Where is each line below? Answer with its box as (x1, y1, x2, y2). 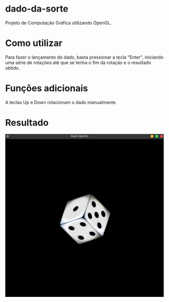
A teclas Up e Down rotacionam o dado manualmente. (5, 99, 117, 105)
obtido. (5, 65, 20, 71)
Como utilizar (5, 37, 63, 49)
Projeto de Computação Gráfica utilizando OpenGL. (5, 20, 112, 26)
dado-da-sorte (5, 3, 69, 15)
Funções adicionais (5, 83, 88, 94)
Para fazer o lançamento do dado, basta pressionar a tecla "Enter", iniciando (5, 54, 163, 60)
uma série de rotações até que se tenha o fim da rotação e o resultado (5, 59, 151, 66)
